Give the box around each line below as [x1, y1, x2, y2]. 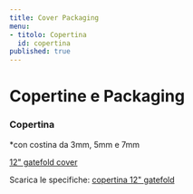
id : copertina [17, 38, 71, 48]
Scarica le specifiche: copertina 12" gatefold [9, 174, 175, 185]
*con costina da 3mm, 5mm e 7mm [9, 139, 140, 150]
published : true [9, 47, 71, 56]
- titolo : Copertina [9, 30, 88, 39]
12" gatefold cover [9, 156, 78, 168]
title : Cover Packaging [9, 13, 100, 23]
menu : [9, 22, 30, 31]
